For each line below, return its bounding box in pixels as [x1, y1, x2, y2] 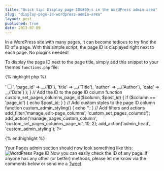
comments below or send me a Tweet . [5, 161, 83, 167]
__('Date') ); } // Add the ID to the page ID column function [5, 89, 123, 95]
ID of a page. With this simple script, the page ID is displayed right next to [5, 44, 154, 50]
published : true [5, 21, 38, 26]
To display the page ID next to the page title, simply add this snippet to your [5, 59, 159, 65]
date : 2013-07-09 [5, 26, 41, 31]
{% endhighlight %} [5, 136, 45, 141]
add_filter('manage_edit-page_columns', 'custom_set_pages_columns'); [5, 110, 150, 116]
